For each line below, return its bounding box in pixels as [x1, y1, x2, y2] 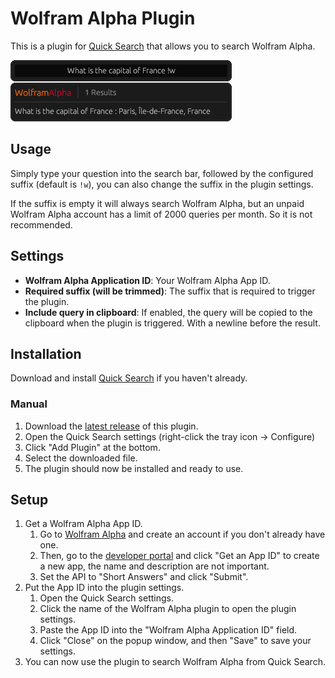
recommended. [10, 218, 73, 231]
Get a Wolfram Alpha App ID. [24, 518, 143, 530]
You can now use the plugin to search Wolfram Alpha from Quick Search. [24, 656, 326, 668]
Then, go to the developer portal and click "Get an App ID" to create [39, 550, 320, 562]
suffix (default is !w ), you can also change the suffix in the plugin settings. [10, 178, 314, 190]
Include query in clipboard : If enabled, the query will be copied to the [24, 306, 313, 318]
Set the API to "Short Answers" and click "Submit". [39, 571, 249, 583]
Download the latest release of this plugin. [24, 420, 199, 432]
